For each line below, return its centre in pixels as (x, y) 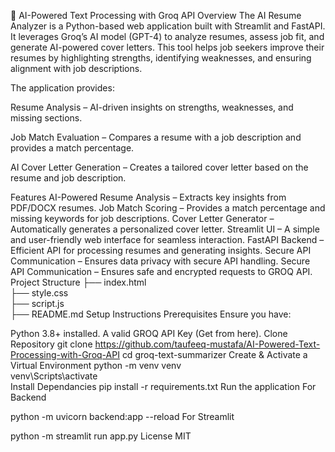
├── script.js (37, 303)
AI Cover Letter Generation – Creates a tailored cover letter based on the (159, 167)
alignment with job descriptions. (76, 68)
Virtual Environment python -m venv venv (96, 365)
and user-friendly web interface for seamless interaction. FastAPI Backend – (167, 239)
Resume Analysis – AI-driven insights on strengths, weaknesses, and (152, 107)
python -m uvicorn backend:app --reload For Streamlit (122, 416)
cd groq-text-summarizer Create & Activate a (214, 354)
